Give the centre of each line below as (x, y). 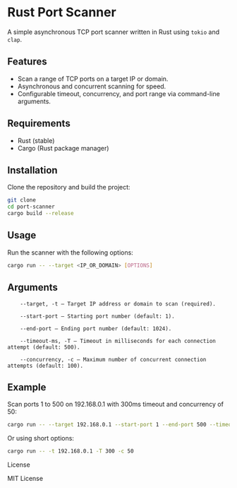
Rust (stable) (36, 140)
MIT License (25, 479)
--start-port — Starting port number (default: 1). (97, 316)
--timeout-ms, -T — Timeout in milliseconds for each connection (118, 341)
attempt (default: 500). (44, 347)
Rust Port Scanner (62, 12)
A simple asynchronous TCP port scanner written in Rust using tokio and (114, 32)
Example (27, 387)
